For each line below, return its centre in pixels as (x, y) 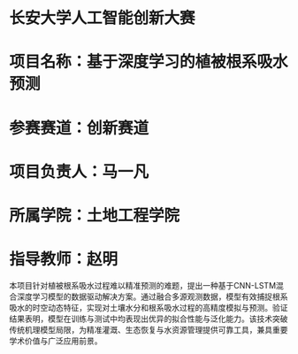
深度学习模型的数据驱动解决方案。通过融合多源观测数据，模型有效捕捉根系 (152, 296)
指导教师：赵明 (64, 260)
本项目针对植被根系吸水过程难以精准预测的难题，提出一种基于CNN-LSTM (143, 285)
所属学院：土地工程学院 (95, 215)
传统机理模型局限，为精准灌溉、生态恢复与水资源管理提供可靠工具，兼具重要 (149, 329)
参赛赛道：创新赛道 (79, 128)
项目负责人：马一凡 (79, 171)
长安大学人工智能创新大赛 (103, 18)
